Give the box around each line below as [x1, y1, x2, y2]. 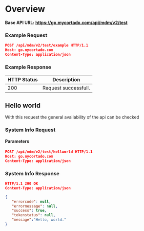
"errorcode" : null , [11, 199, 51, 204]
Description [52, 76, 81, 83]
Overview [5, 3, 45, 15]
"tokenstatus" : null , [11, 213, 56, 218]
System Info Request [5, 126, 56, 133]
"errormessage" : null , [11, 204, 58, 208]
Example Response [5, 64, 52, 70]
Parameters [5, 139, 29, 144]
